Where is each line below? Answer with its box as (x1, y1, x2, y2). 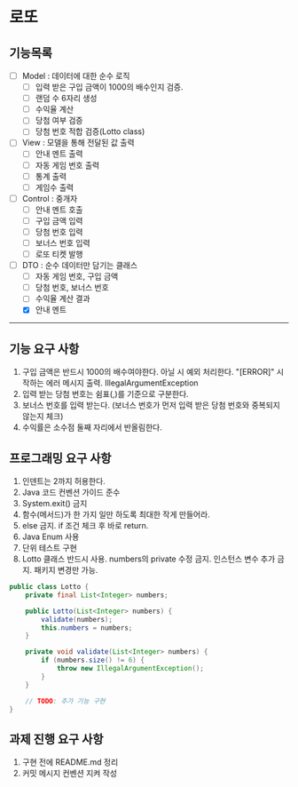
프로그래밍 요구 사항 (9, 450, 112, 465)
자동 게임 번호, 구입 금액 (35, 271, 119, 282)
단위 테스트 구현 (21, 543, 77, 552)
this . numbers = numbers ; (41, 623, 133, 632)
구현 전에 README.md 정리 (21, 757, 119, 767)
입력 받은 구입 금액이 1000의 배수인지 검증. (35, 82, 184, 92)
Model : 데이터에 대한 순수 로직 (21, 71, 130, 81)
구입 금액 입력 (35, 215, 83, 226)
